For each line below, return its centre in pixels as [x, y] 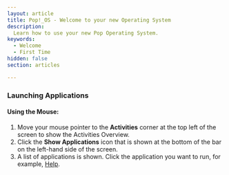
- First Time [32, 53]
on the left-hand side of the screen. [68, 149]
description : [26, 26]
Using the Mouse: [33, 112]
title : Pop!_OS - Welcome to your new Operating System [89, 20]
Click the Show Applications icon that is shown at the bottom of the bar [119, 142]
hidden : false [28, 59]
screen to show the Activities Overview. [73, 134]
